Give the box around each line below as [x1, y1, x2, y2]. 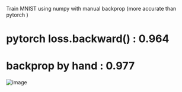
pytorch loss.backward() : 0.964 [6, 32, 170, 46]
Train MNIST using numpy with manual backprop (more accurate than [6, 5, 177, 12]
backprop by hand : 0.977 [6, 59, 135, 73]
